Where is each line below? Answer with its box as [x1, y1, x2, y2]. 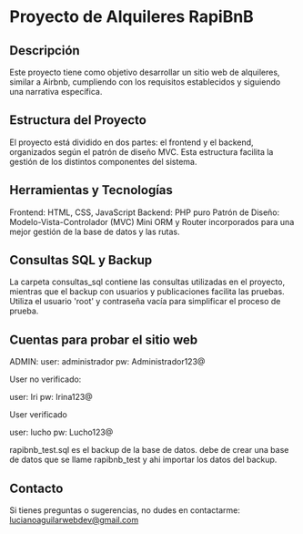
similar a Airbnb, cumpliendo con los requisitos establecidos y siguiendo [9, 77, 281, 87]
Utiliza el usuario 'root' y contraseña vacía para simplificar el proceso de [9, 296, 281, 307]
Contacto [9, 480, 64, 496]
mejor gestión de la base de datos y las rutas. [9, 226, 180, 237]
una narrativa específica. [9, 87, 103, 97]
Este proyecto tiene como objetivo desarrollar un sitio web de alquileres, [9, 67, 280, 77]
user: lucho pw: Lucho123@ [9, 426, 114, 438]
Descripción [9, 43, 80, 58]
